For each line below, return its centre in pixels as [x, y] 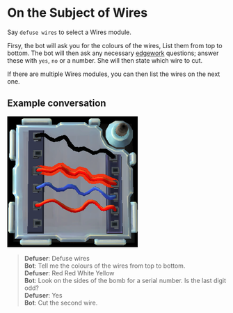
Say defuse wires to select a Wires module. [70, 32]
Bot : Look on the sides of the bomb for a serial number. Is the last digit [125, 280]
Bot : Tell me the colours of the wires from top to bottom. [105, 266]
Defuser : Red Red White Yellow [69, 273]
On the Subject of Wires [78, 13]
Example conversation [57, 104]
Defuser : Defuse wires [57, 258]
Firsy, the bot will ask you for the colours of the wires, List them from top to [115, 45]
